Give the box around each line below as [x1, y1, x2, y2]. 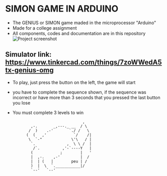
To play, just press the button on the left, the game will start [12, 79, 136, 85]
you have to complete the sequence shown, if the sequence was [12, 89, 147, 95]
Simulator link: [5, 50, 52, 59]
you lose [12, 100, 31, 106]
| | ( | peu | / [31, 159, 88, 164]
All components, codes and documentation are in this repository [12, 30, 146, 36]
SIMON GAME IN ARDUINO [5, 3, 119, 15]
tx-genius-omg [5, 66, 54, 74]
